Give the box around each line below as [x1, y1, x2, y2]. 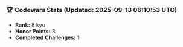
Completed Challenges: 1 [14, 34, 80, 41]
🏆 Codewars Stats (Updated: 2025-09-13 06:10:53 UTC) [6, 5, 177, 14]
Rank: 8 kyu [14, 21, 45, 29]
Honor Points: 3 [14, 28, 56, 35]
